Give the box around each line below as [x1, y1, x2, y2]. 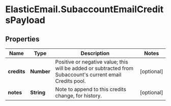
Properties [5, 35, 40, 43]
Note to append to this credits [55, 86, 126, 93]
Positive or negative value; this [55, 59, 128, 65]
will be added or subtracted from [55, 65, 134, 72]
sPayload [5, 14, 46, 26]
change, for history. [55, 92, 102, 99]
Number [30, 68, 51, 75]
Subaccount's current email [55, 71, 122, 78]
